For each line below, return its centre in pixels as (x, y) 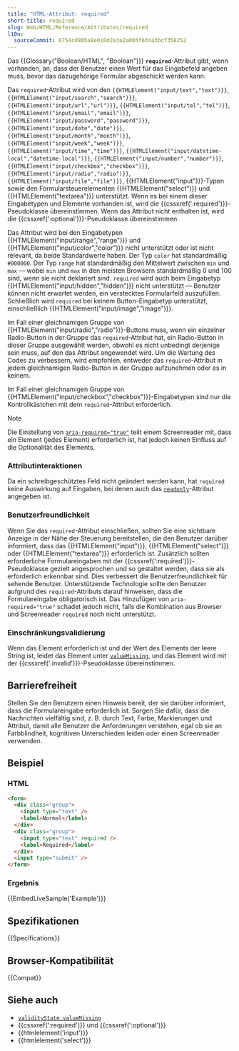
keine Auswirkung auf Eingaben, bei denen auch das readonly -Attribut (111, 489)
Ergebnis (23, 883)
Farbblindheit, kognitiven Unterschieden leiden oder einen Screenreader (113, 733)
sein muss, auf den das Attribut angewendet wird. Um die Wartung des (111, 353)
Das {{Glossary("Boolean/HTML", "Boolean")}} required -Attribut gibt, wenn (118, 61)
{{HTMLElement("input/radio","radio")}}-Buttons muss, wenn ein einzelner (117, 330)
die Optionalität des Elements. (51, 448)
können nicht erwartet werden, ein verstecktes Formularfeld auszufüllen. (114, 293)
